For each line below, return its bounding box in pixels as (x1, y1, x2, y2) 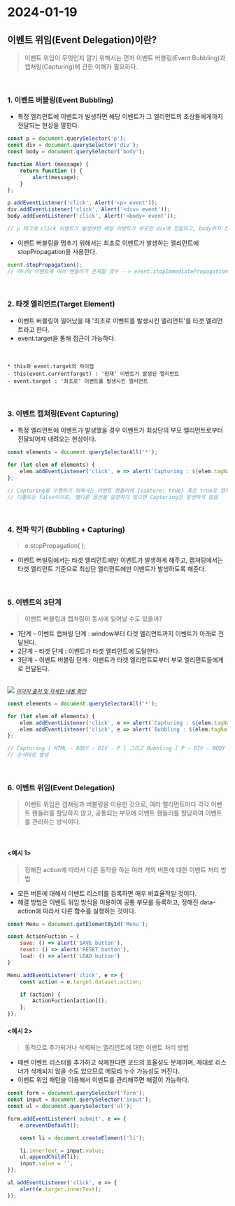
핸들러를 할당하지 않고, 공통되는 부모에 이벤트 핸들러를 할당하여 (31, 809, 204, 818)
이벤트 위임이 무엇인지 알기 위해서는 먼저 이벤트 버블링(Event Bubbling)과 (24, 54, 226, 62)
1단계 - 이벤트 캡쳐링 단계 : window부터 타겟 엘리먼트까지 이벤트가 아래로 (17, 629, 217, 638)
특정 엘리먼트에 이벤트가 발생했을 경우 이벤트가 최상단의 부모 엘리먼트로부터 (17, 426, 224, 435)
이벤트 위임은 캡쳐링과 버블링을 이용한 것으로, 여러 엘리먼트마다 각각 (24, 800, 210, 808)
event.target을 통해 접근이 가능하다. (17, 334, 116, 342)
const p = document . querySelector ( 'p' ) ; (7, 135, 127, 142)
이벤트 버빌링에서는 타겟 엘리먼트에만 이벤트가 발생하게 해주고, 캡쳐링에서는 (17, 556, 224, 564)
